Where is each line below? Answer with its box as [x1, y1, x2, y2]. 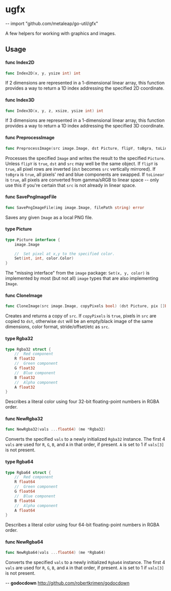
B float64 [14, 498, 36, 503]
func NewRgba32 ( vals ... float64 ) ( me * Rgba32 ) [5, 427, 106, 432]
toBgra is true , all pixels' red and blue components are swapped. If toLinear [5, 171, 164, 177]
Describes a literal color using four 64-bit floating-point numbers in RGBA [5, 522, 160, 528]
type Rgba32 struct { [5, 346, 51, 352]
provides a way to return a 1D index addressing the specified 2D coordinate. [5, 85, 164, 91]
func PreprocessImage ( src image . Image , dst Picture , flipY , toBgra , [5, 146, 154, 151]
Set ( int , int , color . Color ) [14, 256, 74, 261]
